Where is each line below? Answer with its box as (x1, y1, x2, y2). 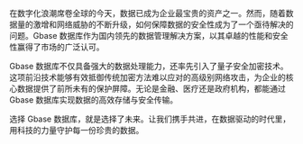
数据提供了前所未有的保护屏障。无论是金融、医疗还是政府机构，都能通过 (16, 84, 286, 94)
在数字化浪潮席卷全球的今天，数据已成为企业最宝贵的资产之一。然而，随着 (9, 8, 286, 18)
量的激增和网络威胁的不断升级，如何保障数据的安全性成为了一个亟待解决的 (16, 19, 294, 30)
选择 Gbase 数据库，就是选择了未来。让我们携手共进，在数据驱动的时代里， (9, 113, 291, 124)
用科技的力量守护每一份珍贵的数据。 (9, 125, 144, 135)
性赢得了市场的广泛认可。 (9, 41, 105, 52)
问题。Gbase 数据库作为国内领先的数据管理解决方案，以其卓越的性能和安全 (9, 31, 289, 40)
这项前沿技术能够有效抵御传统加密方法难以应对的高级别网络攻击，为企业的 (9, 72, 286, 83)
